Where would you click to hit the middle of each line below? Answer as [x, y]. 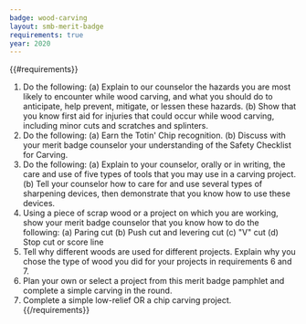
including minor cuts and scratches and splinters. [115, 126]
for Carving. [45, 155]
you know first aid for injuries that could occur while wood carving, [148, 116]
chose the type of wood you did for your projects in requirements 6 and [157, 262]
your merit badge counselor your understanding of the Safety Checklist [157, 145]
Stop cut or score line [63, 242]
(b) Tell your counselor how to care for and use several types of [142, 184]
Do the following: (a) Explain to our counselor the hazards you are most [157, 87]
